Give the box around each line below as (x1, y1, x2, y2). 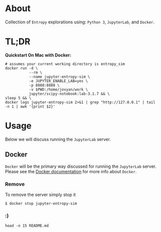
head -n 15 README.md (5, 223, 49, 229)
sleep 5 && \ (5, 95, 32, 100)
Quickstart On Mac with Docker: (5, 52, 72, 58)
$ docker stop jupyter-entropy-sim (5, 201, 77, 206)
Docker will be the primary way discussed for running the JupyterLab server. (5, 163, 157, 169)
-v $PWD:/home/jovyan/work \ (29, 87, 89, 92)
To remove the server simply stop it (5, 192, 76, 197)
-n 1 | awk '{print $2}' (5, 104, 55, 109)
